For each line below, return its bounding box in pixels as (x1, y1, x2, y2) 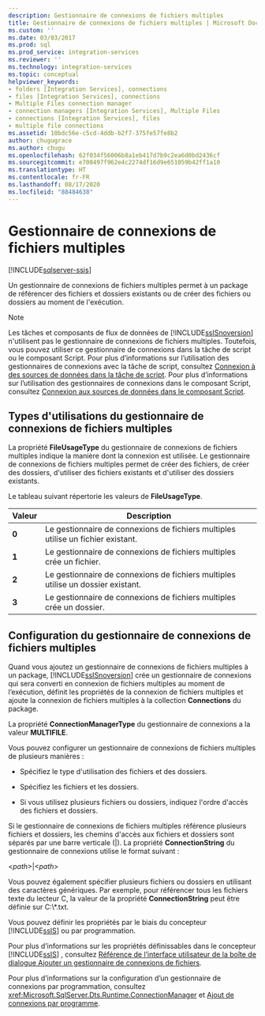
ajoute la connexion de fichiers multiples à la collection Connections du (8, 696, 242, 705)
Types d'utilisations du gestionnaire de (8, 409, 204, 423)
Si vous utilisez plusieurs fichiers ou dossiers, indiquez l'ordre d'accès (19, 798, 248, 807)
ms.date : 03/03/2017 (8, 33, 77, 42)
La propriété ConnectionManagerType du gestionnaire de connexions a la (8, 720, 251, 729)
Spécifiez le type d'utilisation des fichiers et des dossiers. (19, 767, 207, 776)
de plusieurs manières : (8, 752, 84, 761)
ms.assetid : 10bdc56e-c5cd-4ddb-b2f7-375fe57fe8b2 (8, 129, 178, 137)
